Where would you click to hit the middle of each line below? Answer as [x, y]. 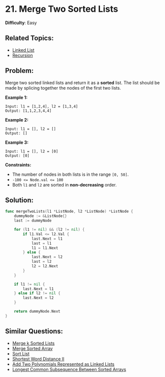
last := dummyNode [33, 221]
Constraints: [18, 165]
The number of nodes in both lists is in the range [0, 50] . [70, 174]
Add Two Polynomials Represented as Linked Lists [63, 364]
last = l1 [41, 243]
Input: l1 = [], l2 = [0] [32, 151]
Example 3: [17, 142]
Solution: [19, 200]
